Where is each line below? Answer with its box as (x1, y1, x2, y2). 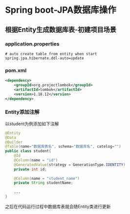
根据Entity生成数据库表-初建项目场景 (5, 25, 116, 34)
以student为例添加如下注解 (5, 121, 59, 127)
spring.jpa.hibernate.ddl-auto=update (5, 56, 84, 61)
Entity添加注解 (5, 108, 40, 115)
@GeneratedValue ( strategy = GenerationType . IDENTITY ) (14, 162, 126, 167)
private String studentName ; (14, 180, 73, 186)
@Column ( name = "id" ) (14, 158, 58, 163)
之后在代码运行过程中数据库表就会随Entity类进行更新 (5, 203, 111, 209)
